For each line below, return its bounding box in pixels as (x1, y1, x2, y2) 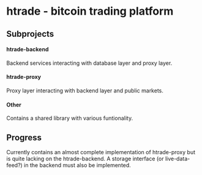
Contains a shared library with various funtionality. (6, 114, 133, 122)
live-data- (165, 155, 190, 162)
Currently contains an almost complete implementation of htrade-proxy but (6, 149, 196, 155)
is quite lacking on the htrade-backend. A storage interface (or (6, 155, 164, 162)
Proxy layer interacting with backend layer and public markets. (6, 87, 164, 94)
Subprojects (6, 29, 54, 39)
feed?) (6, 162, 23, 169)
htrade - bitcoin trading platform (6, 4, 174, 18)
